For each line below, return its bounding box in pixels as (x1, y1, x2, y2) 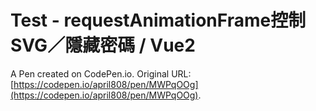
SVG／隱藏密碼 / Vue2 (10, 34, 196, 57)
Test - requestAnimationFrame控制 (10, 9, 307, 32)
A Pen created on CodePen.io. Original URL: (10, 67, 192, 80)
